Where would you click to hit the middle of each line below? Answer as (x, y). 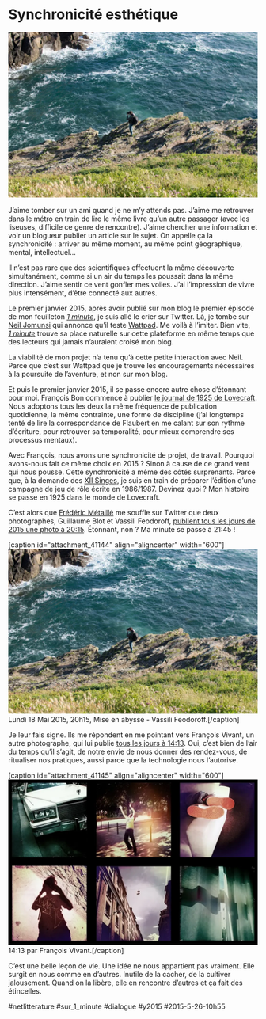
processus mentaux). (43, 439)
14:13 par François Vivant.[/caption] (66, 951)
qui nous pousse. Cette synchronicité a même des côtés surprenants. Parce (132, 472)
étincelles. (25, 991)
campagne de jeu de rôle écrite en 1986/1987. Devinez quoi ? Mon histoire (129, 489)
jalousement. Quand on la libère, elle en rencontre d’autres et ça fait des (125, 983)
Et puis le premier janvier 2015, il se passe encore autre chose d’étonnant (127, 389)
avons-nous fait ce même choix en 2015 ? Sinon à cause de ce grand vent (129, 463)
